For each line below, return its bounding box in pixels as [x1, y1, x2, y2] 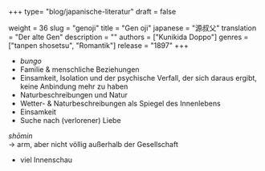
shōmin [8, 131, 34, 141]
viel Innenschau [19, 155, 73, 165]
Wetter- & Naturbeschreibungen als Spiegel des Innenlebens [19, 99, 221, 108]
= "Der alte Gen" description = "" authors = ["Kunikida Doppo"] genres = [8, 32, 249, 42]
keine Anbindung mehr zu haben [19, 82, 128, 91]
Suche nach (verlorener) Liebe [19, 116, 122, 125]
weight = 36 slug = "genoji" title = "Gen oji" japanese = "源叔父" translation [8, 23, 257, 33]
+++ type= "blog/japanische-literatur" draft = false [8, 7, 177, 16]
